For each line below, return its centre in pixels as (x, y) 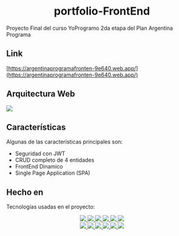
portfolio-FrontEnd (102, 11)
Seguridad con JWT (40, 154)
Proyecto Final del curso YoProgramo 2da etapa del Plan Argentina (89, 28)
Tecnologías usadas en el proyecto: (51, 207)
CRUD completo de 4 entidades (55, 160)
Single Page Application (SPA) (52, 173)
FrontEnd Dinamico (39, 167)
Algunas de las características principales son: (65, 142)
